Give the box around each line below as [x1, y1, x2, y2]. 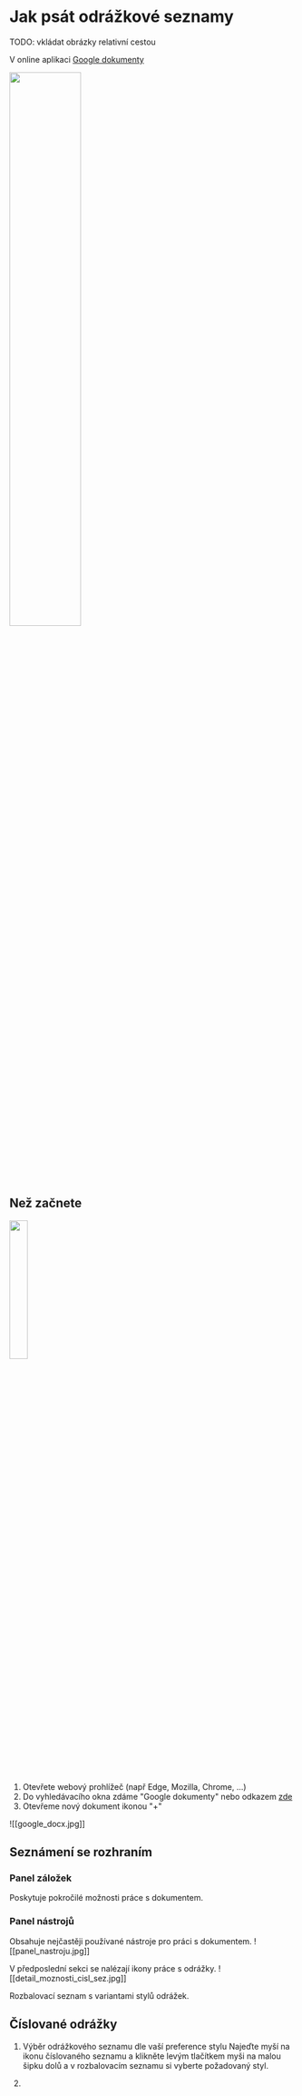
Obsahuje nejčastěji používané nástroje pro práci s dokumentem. [9, 1935, 252, 1946]
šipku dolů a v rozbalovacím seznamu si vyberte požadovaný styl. [22, 2060, 269, 2071]
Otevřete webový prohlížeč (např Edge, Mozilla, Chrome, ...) [22, 1781, 247, 1792]
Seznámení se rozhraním [9, 1844, 152, 1860]
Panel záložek [9, 1872, 73, 1884]
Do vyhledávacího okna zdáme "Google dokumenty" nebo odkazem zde [22, 1791, 293, 1802]
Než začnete [9, 1196, 83, 1211]
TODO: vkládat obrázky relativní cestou [9, 36, 156, 47]
